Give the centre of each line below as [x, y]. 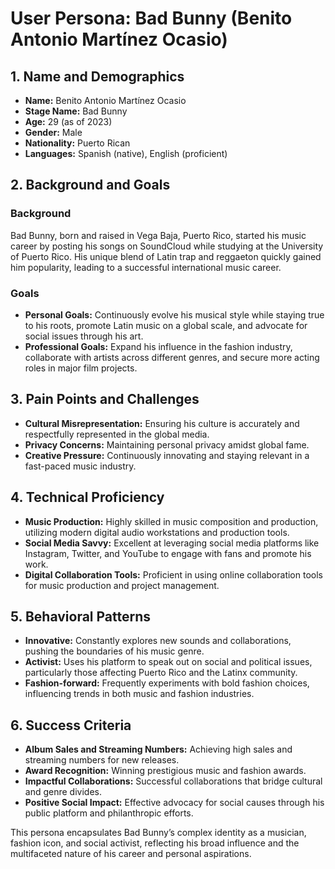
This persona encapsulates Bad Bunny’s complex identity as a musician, [158, 833]
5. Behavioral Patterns [81, 616]
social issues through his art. [84, 336]
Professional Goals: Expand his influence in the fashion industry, [158, 346]
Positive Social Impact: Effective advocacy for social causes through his [174, 803]
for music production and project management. [122, 585]
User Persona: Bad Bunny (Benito [151, 18]
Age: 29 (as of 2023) [68, 121]
